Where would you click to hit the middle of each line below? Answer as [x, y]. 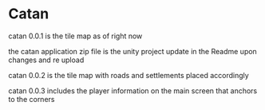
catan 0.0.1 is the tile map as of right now [75, 36]
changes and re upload [46, 60]
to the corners [32, 99]
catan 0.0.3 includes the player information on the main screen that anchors [133, 90]
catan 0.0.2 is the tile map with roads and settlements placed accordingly [129, 75]
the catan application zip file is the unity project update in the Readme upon [132, 51]
